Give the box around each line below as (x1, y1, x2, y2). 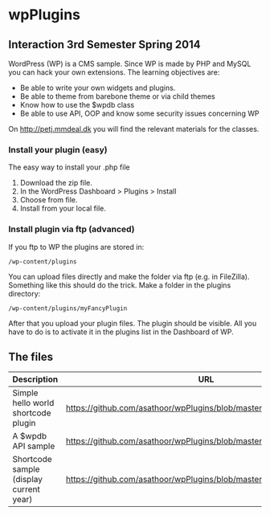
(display (12, 474, 43, 485)
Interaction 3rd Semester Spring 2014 (8, 38, 201, 51)
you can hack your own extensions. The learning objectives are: (8, 67, 220, 77)
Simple (12, 387, 39, 399)
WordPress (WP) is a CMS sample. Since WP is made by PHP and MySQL (8, 59, 252, 68)
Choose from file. (19, 195, 78, 205)
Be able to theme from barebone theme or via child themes (19, 92, 215, 101)
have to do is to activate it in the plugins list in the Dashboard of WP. (8, 327, 235, 337)
